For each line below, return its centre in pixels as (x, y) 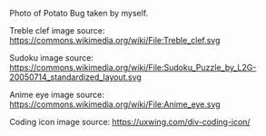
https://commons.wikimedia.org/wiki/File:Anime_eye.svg (115, 104)
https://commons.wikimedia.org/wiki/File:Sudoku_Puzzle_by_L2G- (133, 68)
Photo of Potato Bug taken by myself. (79, 13)
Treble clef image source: (57, 30)
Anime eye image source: (57, 95)
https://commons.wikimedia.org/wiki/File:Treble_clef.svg (115, 40)
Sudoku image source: (51, 58)
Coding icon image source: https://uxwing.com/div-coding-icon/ (130, 122)
